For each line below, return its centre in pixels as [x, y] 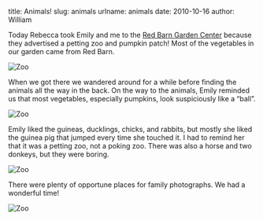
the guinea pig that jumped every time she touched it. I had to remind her [126, 137]
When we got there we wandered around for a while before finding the [122, 82]
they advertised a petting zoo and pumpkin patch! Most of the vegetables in [131, 43]
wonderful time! [34, 193]
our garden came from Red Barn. [61, 51]
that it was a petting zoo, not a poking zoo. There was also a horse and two [130, 146]
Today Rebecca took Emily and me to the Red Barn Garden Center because [130, 35]
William [20, 20]
